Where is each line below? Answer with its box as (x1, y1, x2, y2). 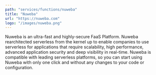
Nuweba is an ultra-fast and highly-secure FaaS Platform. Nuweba (5, 34, 138, 40)
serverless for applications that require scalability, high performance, (5, 44, 144, 50)
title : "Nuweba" (5, 12, 38, 16)
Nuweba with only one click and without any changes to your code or (5, 60, 145, 65)
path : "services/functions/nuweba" (5, 7, 78, 12)
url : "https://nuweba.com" (5, 16, 60, 21)
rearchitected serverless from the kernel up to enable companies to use (5, 39, 149, 45)
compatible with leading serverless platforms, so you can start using (5, 54, 143, 60)
